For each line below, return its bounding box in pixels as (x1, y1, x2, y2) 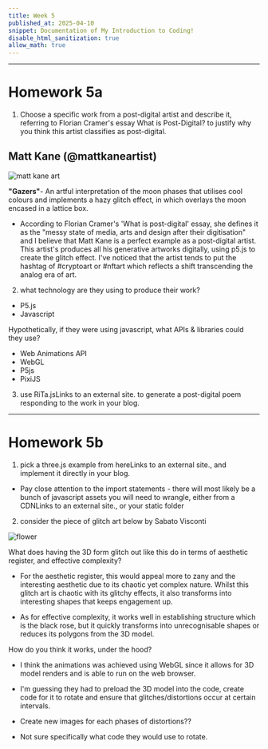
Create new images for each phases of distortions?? (19, 716, 191, 726)
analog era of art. (19, 269, 77, 279)
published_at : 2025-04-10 (8, 19, 94, 27)
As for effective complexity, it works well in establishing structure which (19, 612, 257, 621)
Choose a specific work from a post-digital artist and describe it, (19, 109, 233, 120)
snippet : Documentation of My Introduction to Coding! (8, 26, 195, 34)
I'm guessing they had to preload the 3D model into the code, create (19, 684, 245, 693)
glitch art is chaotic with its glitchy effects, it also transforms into (19, 588, 232, 597)
